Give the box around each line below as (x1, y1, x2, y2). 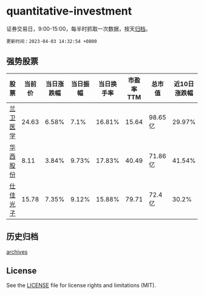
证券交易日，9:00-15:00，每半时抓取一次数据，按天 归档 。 (6, 25, 151, 32)
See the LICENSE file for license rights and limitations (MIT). (6, 282, 157, 289)
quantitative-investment (6, 4, 132, 18)
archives (6, 248, 28, 256)
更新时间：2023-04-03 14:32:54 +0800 (6, 38, 97, 44)
